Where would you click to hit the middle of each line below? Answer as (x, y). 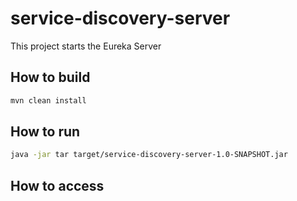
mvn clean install (48, 100)
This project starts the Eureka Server (86, 46)
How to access (57, 185)
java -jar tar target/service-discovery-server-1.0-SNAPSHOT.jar (149, 155)
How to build (50, 77)
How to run (45, 132)
